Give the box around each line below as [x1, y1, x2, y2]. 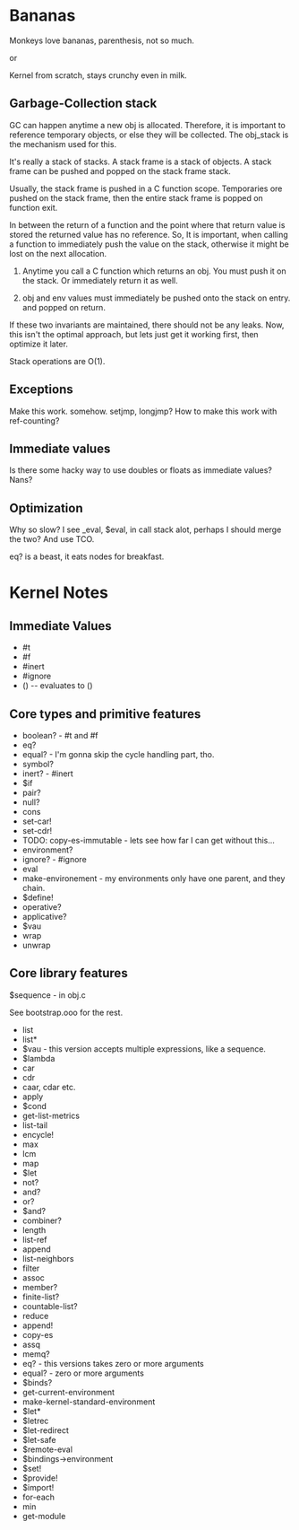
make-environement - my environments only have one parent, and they [21, 873, 286, 884]
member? [21, 1281, 58, 1292]
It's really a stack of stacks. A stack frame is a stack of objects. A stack [9, 156, 272, 167]
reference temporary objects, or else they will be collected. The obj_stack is [9, 129, 289, 140]
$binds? [21, 1377, 53, 1387]
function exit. [9, 202, 58, 213]
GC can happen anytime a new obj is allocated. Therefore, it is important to [9, 119, 286, 130]
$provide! [21, 1473, 58, 1483]
